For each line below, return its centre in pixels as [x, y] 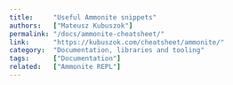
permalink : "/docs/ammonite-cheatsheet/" [87, 34]
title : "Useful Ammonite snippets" [83, 17]
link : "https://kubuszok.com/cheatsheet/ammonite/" [117, 42]
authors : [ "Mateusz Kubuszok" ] [71, 26]
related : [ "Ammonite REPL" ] [65, 67]
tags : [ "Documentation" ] [65, 58]
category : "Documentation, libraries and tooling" [107, 50]
